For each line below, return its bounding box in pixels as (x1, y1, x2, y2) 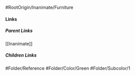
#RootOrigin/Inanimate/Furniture (5, 5, 74, 10)
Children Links (5, 52, 37, 58)
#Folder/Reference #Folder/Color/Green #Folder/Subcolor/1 (5, 65, 130, 71)
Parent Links (5, 28, 33, 34)
